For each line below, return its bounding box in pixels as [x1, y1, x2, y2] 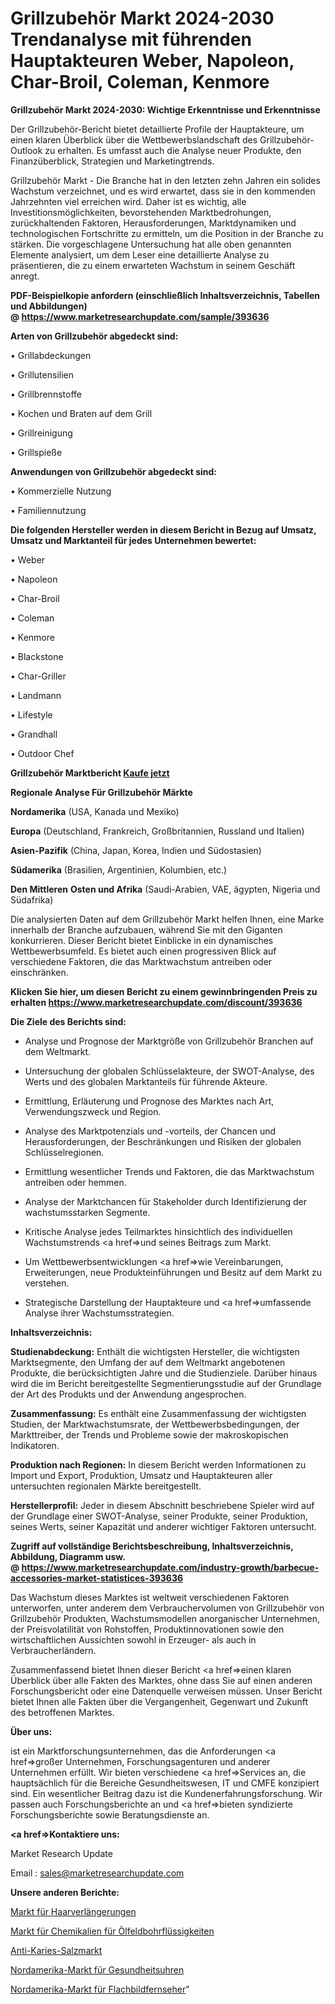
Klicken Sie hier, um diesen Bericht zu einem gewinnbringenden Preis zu [10, 985, 318, 997]
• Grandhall [10, 728, 58, 740]
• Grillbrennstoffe [10, 388, 82, 400]
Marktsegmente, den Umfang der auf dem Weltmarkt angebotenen [10, 1356, 286, 1368]
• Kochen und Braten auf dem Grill [10, 407, 153, 419]
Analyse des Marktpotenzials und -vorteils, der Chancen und [24, 1125, 277, 1137]
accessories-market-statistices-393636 [10, 1572, 184, 1584]
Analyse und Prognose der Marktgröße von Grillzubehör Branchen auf [24, 1035, 314, 1047]
